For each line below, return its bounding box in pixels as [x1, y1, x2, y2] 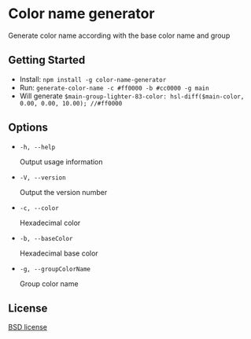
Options [8, 121, 49, 134]
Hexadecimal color [19, 218, 81, 227]
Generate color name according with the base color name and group [8, 31, 231, 40]
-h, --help [19, 143, 56, 151]
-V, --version [19, 174, 66, 182]
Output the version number [19, 187, 108, 197]
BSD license [8, 322, 47, 332]
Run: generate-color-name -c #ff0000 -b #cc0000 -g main [19, 83, 210, 92]
